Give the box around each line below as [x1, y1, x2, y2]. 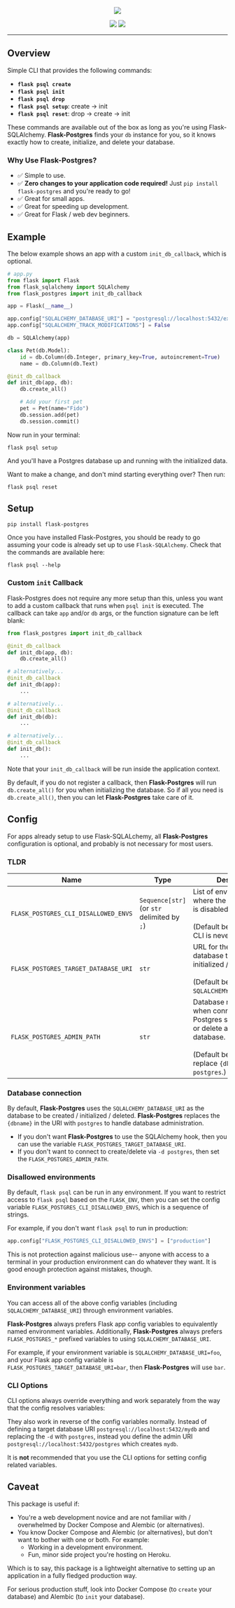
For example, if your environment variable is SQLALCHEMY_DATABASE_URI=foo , [7, 1348, 222, 1357]
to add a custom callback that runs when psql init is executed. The [7, 601, 204, 609]
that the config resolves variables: [7, 1403, 106, 1412]
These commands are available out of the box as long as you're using [7, 123, 208, 131]
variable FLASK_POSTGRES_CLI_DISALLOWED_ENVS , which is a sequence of [7, 1203, 209, 1212]
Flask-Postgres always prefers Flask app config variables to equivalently [7, 1319, 218, 1328]
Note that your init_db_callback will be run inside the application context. [7, 764, 220, 773]
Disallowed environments [7, 1172, 96, 1182]
